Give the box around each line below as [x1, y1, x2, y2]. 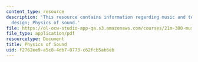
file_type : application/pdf [6, 31, 75, 37]
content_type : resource [6, 8, 65, 15]
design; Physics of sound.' [11, 19, 81, 25]
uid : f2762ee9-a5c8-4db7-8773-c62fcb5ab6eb [6, 47, 115, 53]
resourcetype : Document [6, 36, 65, 42]
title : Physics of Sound [6, 42, 67, 48]
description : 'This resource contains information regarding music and [6, 14, 186, 20]
